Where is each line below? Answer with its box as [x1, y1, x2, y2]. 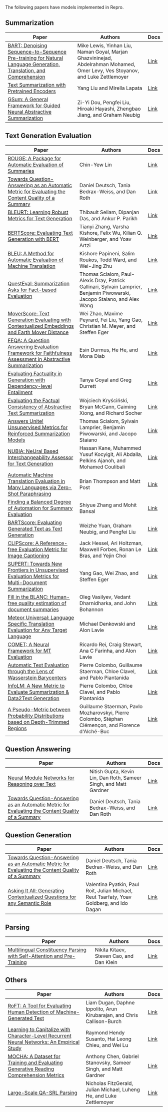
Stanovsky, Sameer [85, 1059, 131, 1066]
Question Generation [5, 831, 71, 839]
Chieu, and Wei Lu [85, 1041, 128, 1048]
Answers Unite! [7, 417, 44, 424]
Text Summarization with [7, 81, 66, 88]
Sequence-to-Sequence [7, 48, 66, 55]
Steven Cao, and [94, 953, 134, 960]
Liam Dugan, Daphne [85, 999, 135, 1006]
